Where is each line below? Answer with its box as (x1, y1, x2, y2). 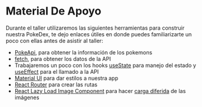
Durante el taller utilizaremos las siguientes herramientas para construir (5, 24, 185, 31)
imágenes (14, 94, 40, 101)
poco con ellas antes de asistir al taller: (5, 37, 103, 44)
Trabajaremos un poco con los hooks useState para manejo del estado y (14, 62, 197, 69)
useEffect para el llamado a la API (14, 68, 99, 75)
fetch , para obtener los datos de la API (14, 55, 111, 62)
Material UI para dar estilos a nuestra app (14, 74, 119, 82)
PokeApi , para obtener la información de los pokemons (14, 48, 153, 56)
